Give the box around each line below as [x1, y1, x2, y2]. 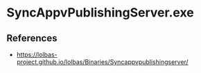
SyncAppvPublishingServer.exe [6, 5, 195, 21]
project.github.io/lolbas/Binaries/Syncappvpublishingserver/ [16, 58, 189, 66]
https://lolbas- [16, 50, 58, 59]
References [6, 32, 58, 44]
